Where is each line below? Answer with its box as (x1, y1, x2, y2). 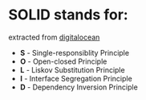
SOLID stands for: (8, 6, 128, 24)
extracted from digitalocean (8, 32, 100, 42)
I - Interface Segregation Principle (19, 73, 132, 83)
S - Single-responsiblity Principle (19, 48, 130, 57)
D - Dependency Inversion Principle (19, 82, 138, 92)
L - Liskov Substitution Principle (19, 65, 126, 74)
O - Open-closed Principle (19, 56, 107, 66)
